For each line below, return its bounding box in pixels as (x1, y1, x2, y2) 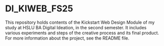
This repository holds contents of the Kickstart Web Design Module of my (5, 19, 155, 25)
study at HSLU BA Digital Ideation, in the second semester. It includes (5, 24, 147, 30)
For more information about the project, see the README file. (5, 35, 129, 41)
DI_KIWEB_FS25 (5, 3, 73, 14)
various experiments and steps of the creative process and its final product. (5, 30, 160, 36)
